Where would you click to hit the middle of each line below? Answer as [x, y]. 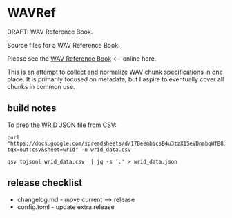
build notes [32, 108]
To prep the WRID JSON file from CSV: [62, 125]
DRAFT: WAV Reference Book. [50, 32]
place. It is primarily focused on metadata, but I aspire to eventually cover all [116, 79]
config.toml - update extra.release [66, 207]
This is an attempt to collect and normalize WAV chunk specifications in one [115, 72]
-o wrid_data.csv [106, 150]
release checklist [45, 183]
